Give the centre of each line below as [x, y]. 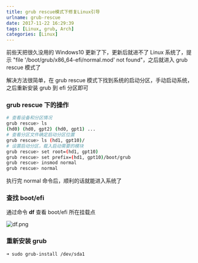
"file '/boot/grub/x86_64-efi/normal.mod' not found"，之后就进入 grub [101, 60]
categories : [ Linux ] [32, 34]
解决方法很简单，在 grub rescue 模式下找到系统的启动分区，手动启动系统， [100, 80]
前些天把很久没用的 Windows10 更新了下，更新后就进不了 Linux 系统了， [96, 53]
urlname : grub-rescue [34, 18]
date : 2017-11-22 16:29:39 [40, 23]
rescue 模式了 [24, 68]
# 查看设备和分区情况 [29, 118]
